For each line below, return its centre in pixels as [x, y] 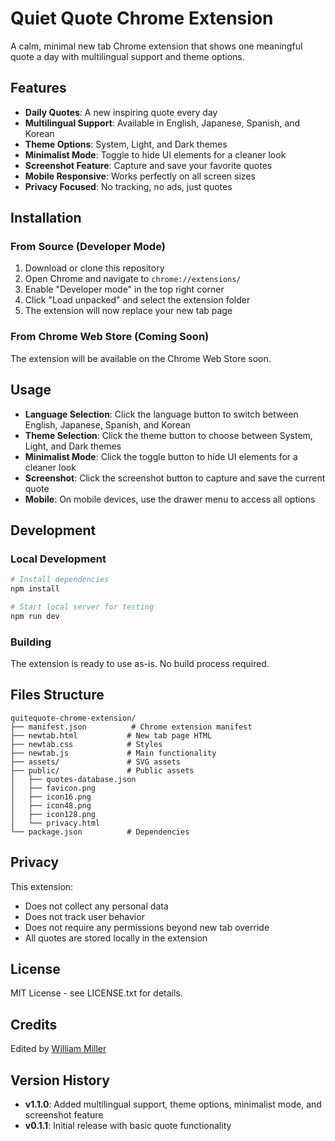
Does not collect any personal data [96, 906]
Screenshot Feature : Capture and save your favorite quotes [148, 165]
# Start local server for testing [82, 607]
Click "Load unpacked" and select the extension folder [137, 300]
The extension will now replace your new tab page [128, 311]
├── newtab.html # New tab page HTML [111, 735]
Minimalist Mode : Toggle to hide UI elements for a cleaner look [155, 154]
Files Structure [57, 695]
